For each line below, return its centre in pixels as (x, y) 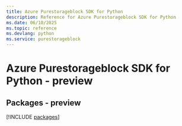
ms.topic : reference (32, 28)
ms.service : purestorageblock (44, 39)
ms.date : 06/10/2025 (32, 22)
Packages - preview (44, 103)
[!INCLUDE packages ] (33, 117)
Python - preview (50, 81)
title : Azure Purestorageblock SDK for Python (65, 12)
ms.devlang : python (30, 34)
